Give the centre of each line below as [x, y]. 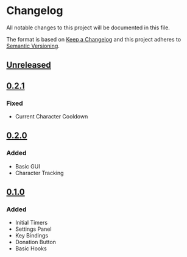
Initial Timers [31, 223]
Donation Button [36, 242]
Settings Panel [33, 229]
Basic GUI [28, 166]
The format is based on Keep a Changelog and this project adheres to [94, 39]
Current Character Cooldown [51, 117]
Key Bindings [32, 236]
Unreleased [29, 65]
